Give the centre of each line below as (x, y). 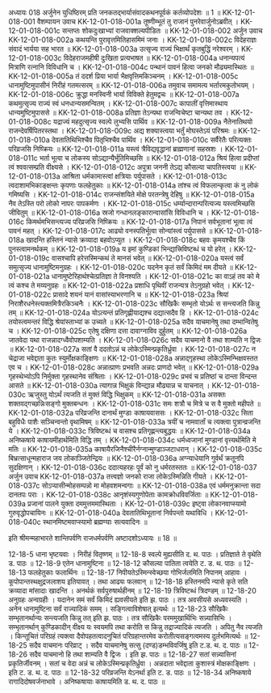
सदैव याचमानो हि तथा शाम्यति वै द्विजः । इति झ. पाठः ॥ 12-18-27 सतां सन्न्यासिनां (133, 654)
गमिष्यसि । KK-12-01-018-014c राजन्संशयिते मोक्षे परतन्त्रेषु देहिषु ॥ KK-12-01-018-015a (131, 194)
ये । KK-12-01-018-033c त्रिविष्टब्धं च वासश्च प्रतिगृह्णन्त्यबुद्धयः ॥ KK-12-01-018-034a (130, 431)
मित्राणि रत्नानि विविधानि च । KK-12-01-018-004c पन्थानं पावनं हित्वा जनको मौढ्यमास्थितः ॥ (131, 67)
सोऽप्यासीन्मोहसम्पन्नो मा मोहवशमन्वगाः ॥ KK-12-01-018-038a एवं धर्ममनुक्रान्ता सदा (151, 486)
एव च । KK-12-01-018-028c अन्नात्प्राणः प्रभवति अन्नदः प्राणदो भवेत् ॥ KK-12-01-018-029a (134, 367)
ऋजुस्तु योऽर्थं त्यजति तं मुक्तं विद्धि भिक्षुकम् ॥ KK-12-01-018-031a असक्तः (127, 395)
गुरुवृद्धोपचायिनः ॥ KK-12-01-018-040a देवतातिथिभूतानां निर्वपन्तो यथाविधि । (111, 513)
